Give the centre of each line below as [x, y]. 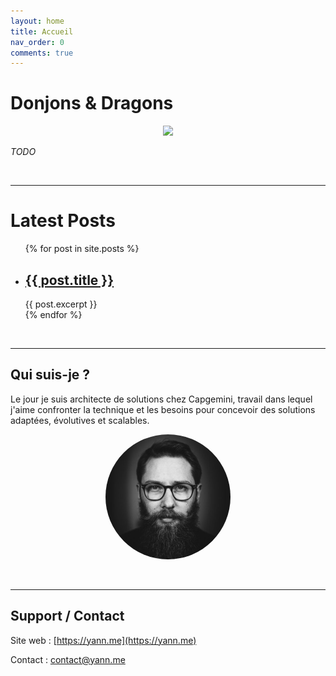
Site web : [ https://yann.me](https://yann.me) [103, 640]
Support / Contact [67, 616]
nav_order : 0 [37, 42]
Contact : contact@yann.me [68, 659]
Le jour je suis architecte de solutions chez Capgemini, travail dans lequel [161, 399]
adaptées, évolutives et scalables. [80, 420]
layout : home [37, 21]
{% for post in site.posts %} [82, 249]
